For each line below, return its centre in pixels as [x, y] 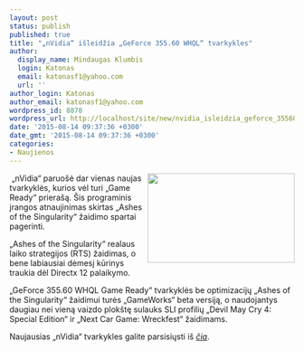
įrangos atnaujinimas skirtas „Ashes [76, 207]
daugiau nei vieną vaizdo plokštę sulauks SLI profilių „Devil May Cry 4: [141, 309]
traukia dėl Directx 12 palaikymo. [70, 272]
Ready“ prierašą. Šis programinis [71, 197]
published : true [40, 34]
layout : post [34, 18]
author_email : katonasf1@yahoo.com [76, 102]
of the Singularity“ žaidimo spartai [73, 216]
